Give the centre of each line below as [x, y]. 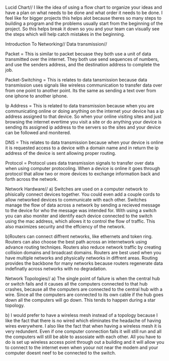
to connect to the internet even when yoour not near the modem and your [82, 347]
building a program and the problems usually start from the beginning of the [84, 23]
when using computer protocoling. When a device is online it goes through [83, 168]
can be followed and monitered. [38, 133]
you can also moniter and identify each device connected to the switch [79, 216]
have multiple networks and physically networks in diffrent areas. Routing [81, 258]
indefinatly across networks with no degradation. [56, 269]
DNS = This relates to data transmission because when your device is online [84, 142]
